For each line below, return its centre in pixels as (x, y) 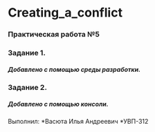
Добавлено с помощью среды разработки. (74, 69)
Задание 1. (27, 53)
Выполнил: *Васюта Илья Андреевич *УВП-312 (78, 121)
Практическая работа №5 (54, 35)
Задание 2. (28, 87)
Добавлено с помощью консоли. (58, 104)
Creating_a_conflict (65, 13)
